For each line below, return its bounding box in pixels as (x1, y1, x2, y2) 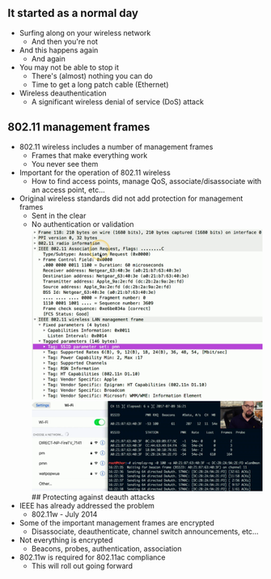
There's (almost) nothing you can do (31, 70, 153, 80)
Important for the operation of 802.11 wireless (19, 168, 171, 177)
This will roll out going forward (31, 561, 133, 571)
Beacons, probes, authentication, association (31, 544, 182, 554)
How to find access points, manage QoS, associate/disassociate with (31, 176, 262, 185)
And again (31, 53, 66, 63)
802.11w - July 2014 (31, 509, 98, 519)
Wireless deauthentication (19, 88, 107, 98)
